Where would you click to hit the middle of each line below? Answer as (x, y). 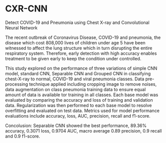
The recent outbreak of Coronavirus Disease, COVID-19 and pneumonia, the (83, 37)
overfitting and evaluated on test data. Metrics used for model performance (83, 111)
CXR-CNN (26, 9)
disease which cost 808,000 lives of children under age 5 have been (75, 42)
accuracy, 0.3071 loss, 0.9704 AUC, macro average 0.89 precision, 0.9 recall (83, 131)
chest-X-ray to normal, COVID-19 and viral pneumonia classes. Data (75, 79)
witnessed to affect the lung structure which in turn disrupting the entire (79, 48)
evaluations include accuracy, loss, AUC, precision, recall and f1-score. (78, 116)
